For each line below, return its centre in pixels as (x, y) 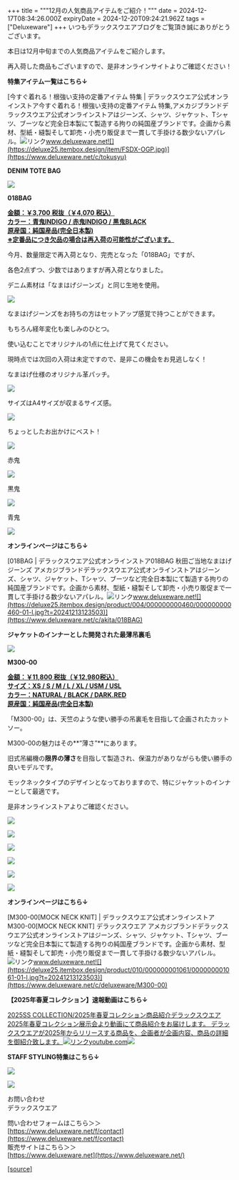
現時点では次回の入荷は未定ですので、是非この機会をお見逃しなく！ (107, 359)
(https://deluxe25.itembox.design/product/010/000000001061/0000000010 (118, 970)
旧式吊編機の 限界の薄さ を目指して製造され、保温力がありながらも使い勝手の (120, 758)
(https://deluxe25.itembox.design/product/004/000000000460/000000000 (119, 605)
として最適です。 (38, 791)
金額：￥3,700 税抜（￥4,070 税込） (61, 212)
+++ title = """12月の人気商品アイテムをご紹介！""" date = (93, 10)
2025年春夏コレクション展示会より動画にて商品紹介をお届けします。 (108, 1024)
